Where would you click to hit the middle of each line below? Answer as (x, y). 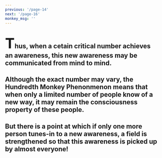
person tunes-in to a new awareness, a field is (76, 134)
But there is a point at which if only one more (74, 126)
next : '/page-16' (23, 14)
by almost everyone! (37, 149)
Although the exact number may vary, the (69, 80)
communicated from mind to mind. (58, 63)
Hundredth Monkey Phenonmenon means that (76, 87)
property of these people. (45, 110)
